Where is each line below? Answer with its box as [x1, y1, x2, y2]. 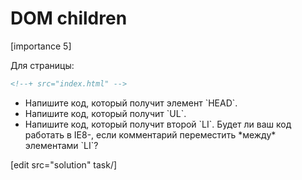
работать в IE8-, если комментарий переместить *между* [24, 128, 277, 141]
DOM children [10, 7, 128, 30]
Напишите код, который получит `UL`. [24, 107, 187, 119]
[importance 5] [10, 40, 72, 52]
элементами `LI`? [24, 139, 99, 151]
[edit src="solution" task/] [10, 158, 118, 171]
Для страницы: [10, 59, 75, 71]
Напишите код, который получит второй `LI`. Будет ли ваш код [24, 118, 292, 130]
